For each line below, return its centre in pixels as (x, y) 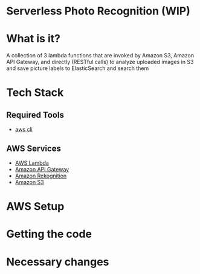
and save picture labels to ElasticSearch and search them (78, 68)
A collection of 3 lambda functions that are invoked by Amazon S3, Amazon (100, 56)
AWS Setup (35, 207)
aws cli (24, 129)
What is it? (34, 39)
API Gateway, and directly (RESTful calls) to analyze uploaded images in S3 (100, 62)
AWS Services (34, 148)
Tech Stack (35, 93)
